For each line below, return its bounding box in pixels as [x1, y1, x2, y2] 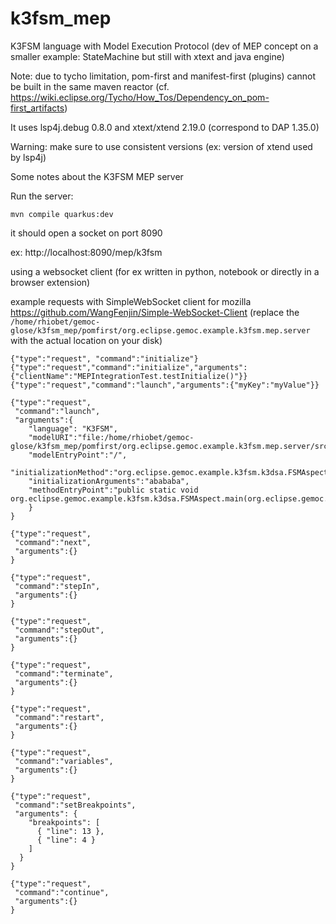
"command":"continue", [14, 887, 110, 897]
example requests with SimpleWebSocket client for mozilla [10, 295, 252, 307]
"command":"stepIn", [14, 581, 101, 591]
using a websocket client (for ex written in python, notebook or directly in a [10, 265, 320, 277]
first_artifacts [10, 102, 65, 114]
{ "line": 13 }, [36, 826, 105, 836]
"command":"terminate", [14, 668, 114, 679]
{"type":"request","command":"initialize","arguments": [10, 362, 248, 372]
